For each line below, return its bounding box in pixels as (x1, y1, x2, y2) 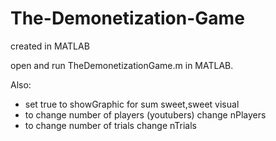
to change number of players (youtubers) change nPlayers (24, 108, 267, 121)
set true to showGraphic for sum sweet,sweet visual (24, 98, 240, 110)
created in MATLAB (10, 40, 90, 52)
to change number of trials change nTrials (24, 119, 197, 131)
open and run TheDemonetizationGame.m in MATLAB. (10, 59, 234, 71)
